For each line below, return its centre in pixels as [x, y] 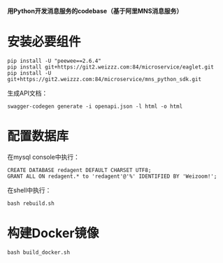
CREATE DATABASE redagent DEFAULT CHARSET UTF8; [79, 170]
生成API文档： [28, 93]
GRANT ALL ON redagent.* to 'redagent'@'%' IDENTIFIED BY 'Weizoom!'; [112, 176]
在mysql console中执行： [44, 157]
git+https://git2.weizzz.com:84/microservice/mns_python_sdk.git [104, 79]
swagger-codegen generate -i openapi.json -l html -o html [95, 106]
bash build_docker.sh [39, 252]
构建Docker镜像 [53, 233]
